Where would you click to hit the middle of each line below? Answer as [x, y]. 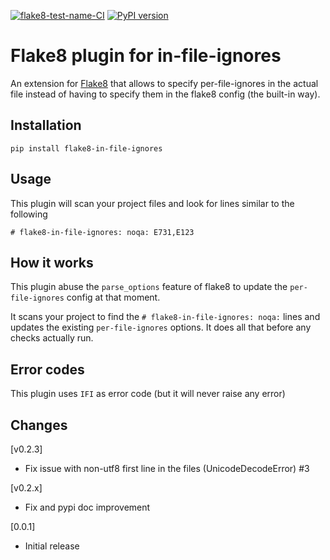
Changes [39, 425]
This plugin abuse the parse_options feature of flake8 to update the [149, 287]
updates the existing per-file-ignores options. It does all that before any [161, 327]
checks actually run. [52, 338]
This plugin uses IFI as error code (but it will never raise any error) [148, 394]
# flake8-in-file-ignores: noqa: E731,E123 [102, 232]
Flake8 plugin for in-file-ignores [146, 56]
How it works [52, 262]
